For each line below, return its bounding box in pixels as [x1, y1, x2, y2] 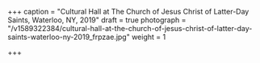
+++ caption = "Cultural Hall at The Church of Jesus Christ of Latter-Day [7, 7, 250, 16]
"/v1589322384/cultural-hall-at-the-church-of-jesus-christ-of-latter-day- [7, 24, 253, 33]
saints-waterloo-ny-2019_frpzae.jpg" [7, 32, 130, 41]
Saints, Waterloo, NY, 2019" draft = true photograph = [7, 15, 187, 25]
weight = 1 [131, 32, 166, 41]
